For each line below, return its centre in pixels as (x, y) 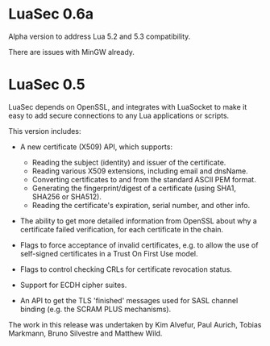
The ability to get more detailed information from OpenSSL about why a (139, 221)
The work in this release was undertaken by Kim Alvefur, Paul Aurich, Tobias (135, 324)
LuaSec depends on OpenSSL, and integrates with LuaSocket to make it (128, 106)
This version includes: (45, 131)
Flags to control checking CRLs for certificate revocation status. (126, 269)
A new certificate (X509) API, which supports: (96, 147)
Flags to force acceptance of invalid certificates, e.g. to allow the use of (139, 245)
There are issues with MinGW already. (72, 52)
